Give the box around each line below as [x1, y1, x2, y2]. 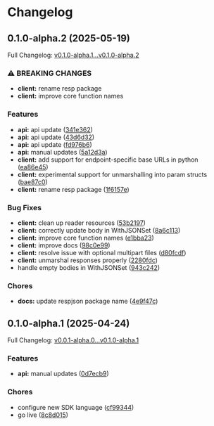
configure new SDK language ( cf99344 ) [17, 403, 134, 411]
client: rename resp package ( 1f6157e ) [17, 185, 130, 193]
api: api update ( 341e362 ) [17, 125, 94, 134]
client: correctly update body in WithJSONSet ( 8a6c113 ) [17, 226, 181, 234]
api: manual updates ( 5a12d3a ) [17, 148, 108, 156]
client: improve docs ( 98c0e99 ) [17, 240, 111, 250]
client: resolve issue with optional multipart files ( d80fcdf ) [17, 248, 187, 257]
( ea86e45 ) [17, 162, 49, 171]
